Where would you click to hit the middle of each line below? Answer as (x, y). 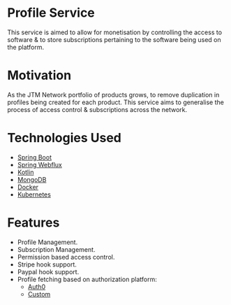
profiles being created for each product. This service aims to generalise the (116, 102)
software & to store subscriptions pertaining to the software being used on (114, 39)
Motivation (39, 76)
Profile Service (51, 13)
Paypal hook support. (48, 271)
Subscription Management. (56, 249)
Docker (28, 187)
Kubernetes (34, 194)
